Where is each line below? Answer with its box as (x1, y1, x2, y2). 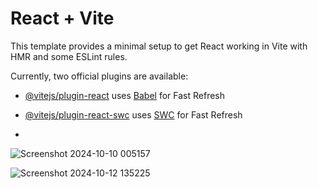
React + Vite (10, 7, 115, 30)
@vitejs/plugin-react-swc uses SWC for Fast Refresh (24, 108, 243, 121)
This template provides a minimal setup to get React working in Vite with (10, 40, 308, 52)
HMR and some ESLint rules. (10, 50, 128, 62)
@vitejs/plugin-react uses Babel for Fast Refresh (24, 89, 226, 101)
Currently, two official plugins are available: (10, 70, 189, 82)
